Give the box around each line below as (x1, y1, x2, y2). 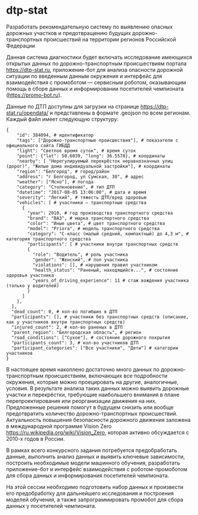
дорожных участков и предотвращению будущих (6, 29, 131, 36)
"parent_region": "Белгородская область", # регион (11, 329, 142, 335)
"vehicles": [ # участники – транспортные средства (17, 199, 147, 205)
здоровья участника (6, 272, 54, 278)
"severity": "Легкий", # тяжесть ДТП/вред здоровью (17, 194, 147, 201)
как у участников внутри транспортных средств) (6, 319, 126, 325)
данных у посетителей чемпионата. (6, 502, 96, 509)
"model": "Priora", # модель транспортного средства (27, 225, 160, 231)
